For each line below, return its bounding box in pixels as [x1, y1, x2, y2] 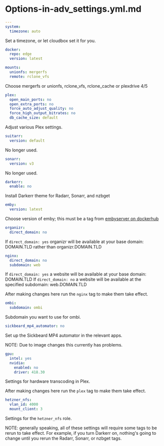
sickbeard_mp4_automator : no [5, 323, 65, 329]
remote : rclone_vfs [9, 74, 50, 79]
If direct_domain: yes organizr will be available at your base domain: [5, 239, 144, 245]
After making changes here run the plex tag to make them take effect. [5, 388, 146, 394]
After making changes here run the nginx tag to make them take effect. [5, 291, 148, 297]
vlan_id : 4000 [9, 402, 38, 407]
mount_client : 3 [9, 407, 43, 412]
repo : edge [9, 51, 32, 57]
